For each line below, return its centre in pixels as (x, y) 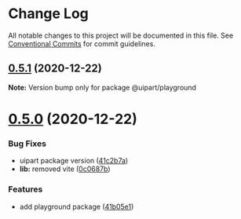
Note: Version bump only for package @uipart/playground (102, 87)
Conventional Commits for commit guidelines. (82, 43)
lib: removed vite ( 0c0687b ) (65, 169)
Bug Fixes (27, 144)
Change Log (48, 14)
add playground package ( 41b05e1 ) (77, 206)
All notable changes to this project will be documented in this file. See (121, 35)
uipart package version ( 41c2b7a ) (74, 161)
